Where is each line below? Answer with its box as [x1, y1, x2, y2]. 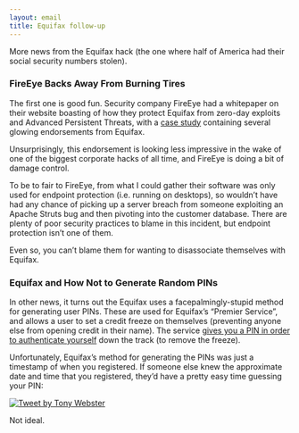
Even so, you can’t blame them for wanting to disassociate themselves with [9, 245, 286, 255]
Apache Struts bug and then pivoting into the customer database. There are [9, 208, 287, 219]
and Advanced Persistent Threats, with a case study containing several [9, 117, 270, 128]
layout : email [9, 12, 62, 22]
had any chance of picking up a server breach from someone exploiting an [9, 198, 284, 210]
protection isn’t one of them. [9, 227, 113, 237]
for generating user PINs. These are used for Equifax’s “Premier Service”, [9, 306, 278, 317]
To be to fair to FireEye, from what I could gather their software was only [9, 179, 276, 190]
